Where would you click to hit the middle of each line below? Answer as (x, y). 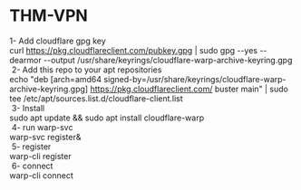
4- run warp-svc (42, 127)
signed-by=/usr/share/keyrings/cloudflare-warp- (195, 79)
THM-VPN (49, 16)
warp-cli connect (42, 175)
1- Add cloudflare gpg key (58, 41)
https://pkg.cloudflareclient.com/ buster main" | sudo (189, 89)
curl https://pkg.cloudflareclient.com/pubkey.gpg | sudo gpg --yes (134, 50)
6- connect (32, 166)
